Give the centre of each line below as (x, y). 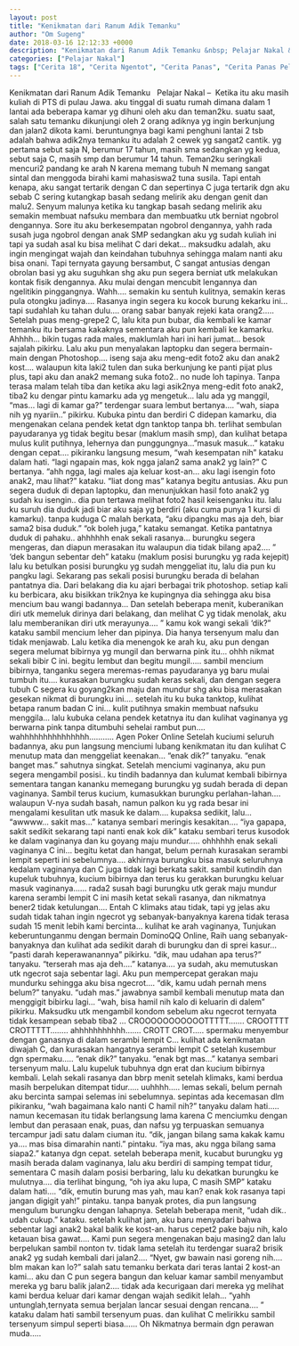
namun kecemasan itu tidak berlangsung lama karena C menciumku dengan (148, 1115)
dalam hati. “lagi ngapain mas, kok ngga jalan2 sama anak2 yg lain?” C (138, 462)
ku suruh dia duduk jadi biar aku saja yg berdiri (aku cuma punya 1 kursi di (145, 509)
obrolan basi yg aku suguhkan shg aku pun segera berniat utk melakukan (144, 272)
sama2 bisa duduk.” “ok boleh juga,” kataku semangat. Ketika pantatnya (141, 528)
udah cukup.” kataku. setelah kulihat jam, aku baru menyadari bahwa (135, 1219)
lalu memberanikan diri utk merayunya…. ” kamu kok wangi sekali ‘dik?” (140, 623)
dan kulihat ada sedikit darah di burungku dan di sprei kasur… (164, 945)
